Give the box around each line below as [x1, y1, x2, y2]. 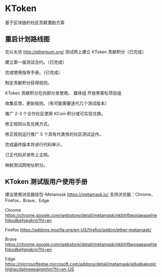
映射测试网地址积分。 [5, 162, 48, 168]
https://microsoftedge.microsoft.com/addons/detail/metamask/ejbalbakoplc [5, 261, 157, 267]
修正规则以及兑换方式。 [5, 121, 52, 126]
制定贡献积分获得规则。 [5, 79, 52, 85]
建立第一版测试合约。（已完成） [5, 59, 67, 65]
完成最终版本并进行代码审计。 [5, 141, 65, 147]
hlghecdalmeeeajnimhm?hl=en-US [5, 266, 74, 272]
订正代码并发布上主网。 [5, 152, 52, 157]
